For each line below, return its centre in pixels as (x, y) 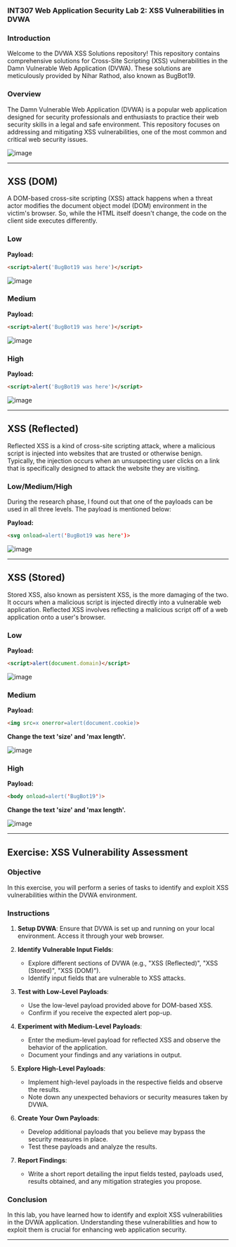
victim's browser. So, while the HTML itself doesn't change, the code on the (117, 214)
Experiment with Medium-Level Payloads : (80, 1026)
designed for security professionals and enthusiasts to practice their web (113, 117)
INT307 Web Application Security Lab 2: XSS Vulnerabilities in (116, 11)
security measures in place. (68, 1140)
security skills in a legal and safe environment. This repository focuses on (113, 124)
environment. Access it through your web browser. (91, 936)
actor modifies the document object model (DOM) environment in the (107, 206)
